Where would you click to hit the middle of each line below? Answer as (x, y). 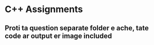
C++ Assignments (44, 9)
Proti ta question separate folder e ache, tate (77, 28)
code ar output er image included (58, 36)
